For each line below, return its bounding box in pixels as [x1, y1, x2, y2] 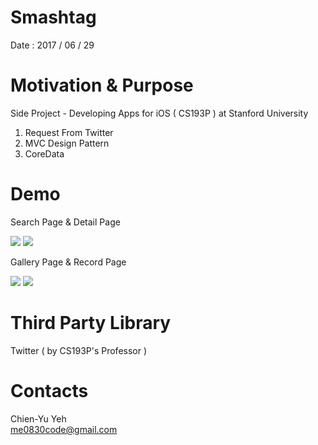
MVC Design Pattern [24, 137, 110, 149]
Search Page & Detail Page [10, 216, 121, 228]
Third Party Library [10, 312, 172, 334]
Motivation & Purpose [10, 74, 194, 97]
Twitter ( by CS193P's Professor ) [10, 344, 148, 356]
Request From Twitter [24, 126, 114, 138]
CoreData [24, 147, 65, 160]
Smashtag [10, 6, 97, 29]
